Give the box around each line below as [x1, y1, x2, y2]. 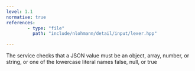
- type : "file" [27, 25, 65, 31]
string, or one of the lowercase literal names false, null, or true [6, 59, 158, 66]
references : [6, 20, 35, 25]
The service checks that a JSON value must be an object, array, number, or [6, 52, 190, 59]
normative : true [6, 14, 46, 20]
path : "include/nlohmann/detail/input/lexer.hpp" [32, 31, 158, 37]
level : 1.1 [6, 8, 33, 15]
